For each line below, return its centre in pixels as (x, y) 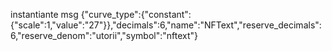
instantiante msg (44, 14)
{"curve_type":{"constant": (136, 14)
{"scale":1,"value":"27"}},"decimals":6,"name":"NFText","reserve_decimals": (166, 25)
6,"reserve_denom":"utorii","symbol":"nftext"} (104, 35)
